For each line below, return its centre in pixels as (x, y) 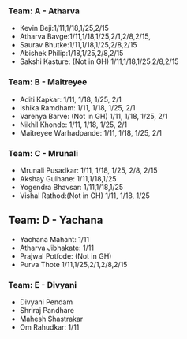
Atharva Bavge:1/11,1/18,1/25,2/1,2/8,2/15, (85, 36)
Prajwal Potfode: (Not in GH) (65, 256)
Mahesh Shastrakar (51, 319)
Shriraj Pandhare (47, 310)
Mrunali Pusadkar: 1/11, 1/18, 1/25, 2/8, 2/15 (88, 170)
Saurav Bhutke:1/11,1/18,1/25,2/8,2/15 (78, 45)
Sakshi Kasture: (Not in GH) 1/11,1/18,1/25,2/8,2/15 (99, 61)
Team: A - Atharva (44, 11)
